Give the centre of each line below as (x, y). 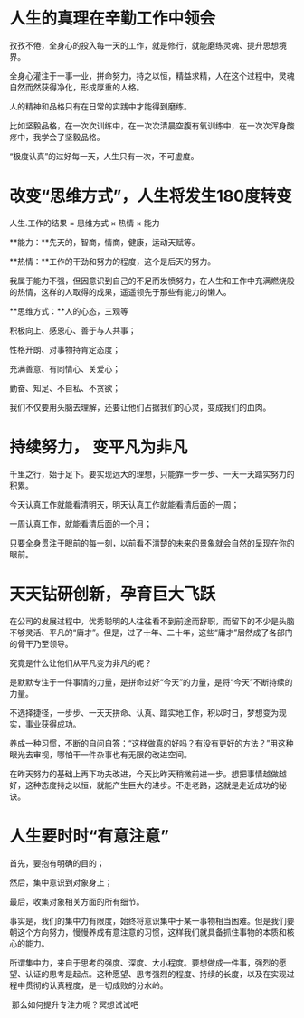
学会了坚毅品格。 (72, 137)
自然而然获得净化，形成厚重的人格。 (77, 87)
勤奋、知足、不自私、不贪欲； (65, 388)
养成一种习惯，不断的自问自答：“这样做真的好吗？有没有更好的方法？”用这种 (152, 743)
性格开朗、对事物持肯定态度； (65, 349)
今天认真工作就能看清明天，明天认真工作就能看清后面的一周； (124, 504)
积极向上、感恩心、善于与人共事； (73, 330)
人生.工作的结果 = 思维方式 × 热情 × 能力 (85, 223)
